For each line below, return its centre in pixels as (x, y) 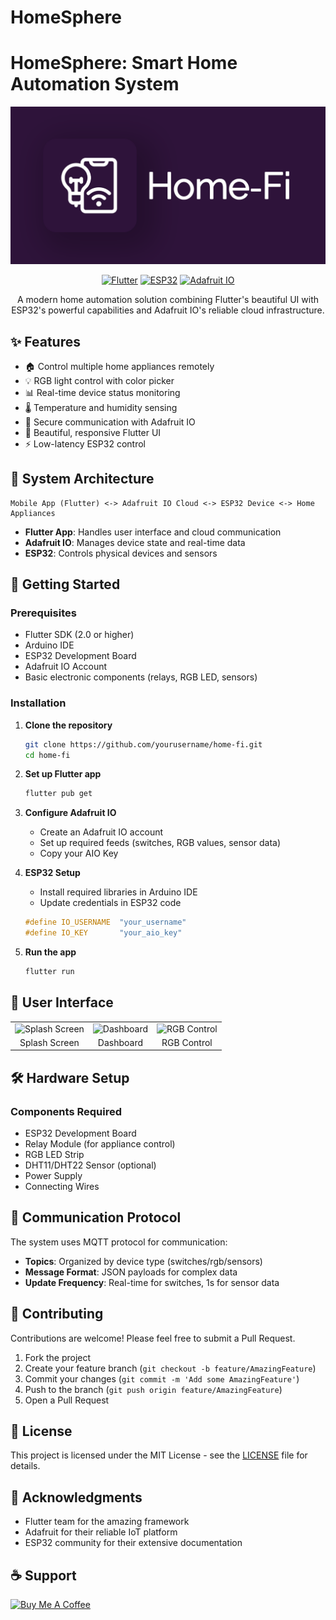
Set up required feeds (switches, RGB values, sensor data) (160, 843)
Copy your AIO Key (79, 853)
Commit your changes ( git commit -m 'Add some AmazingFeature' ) (162, 1378)
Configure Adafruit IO (70, 813)
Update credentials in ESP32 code (110, 903)
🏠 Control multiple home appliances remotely (119, 366)
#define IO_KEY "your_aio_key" (103, 933)
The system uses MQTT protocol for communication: (119, 1242)
